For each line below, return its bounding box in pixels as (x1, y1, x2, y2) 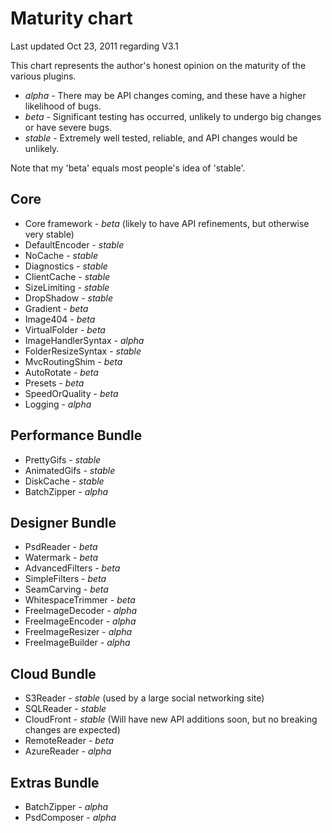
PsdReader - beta (24, 541, 98, 553)
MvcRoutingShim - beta (24, 355, 123, 367)
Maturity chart (10, 7, 133, 30)
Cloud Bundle (10, 665, 97, 682)
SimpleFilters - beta (24, 573, 107, 585)
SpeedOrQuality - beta (24, 387, 119, 399)
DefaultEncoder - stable (24, 238, 125, 251)
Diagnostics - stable (24, 260, 108, 272)
